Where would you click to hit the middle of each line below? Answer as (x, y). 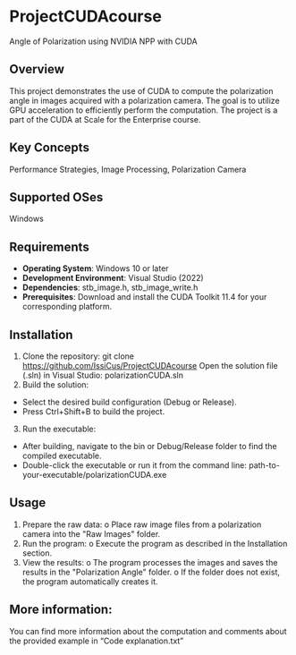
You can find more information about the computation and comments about (148, 631)
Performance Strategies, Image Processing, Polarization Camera (128, 169)
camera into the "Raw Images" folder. (91, 533)
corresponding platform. (67, 307)
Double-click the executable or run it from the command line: (135, 465)
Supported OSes (56, 197)
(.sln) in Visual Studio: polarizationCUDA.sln (102, 375)
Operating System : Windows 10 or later (95, 268)
